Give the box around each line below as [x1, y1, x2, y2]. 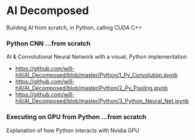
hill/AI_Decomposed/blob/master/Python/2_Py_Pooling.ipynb [15, 84, 168, 92]
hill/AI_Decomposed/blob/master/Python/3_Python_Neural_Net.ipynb [15, 97, 189, 105]
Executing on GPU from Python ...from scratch [6, 112, 147, 121]
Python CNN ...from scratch [6, 39, 91, 48]
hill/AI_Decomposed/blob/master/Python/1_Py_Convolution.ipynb [15, 72, 178, 79]
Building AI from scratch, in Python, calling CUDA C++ [6, 24, 143, 31]
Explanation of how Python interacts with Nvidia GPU [6, 127, 140, 134]
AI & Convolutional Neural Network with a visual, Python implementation [6, 53, 187, 61]
